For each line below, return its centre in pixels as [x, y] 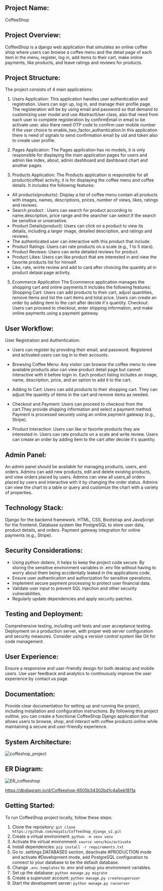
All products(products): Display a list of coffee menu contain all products [85, 195]
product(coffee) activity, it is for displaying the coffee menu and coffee [83, 180]
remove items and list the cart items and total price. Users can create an [84, 298]
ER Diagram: [24, 769]
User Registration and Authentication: [43, 340]
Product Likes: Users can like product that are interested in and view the [84, 257]
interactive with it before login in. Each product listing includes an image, [85, 375]
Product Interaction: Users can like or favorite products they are [76, 429]
